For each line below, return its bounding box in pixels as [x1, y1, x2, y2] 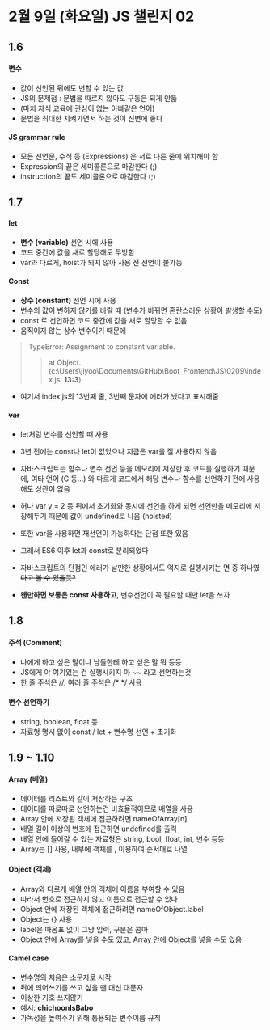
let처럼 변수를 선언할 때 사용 [19, 429, 109, 439]
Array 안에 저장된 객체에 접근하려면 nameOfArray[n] [19, 814, 188, 824]
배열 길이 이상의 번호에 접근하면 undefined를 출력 [19, 824, 178, 834]
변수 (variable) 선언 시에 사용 [19, 237, 114, 247]
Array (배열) [8, 774, 49, 784]
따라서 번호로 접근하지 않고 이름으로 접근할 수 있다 [19, 894, 178, 904]
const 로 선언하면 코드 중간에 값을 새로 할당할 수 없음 [19, 315, 188, 325]
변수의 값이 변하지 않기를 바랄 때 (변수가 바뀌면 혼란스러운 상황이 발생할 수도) [19, 305, 263, 315]
